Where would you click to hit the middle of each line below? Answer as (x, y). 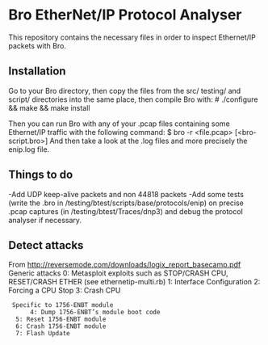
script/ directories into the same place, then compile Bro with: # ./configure (133, 99)
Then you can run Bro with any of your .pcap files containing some (119, 124)
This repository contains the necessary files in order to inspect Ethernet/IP (132, 37)
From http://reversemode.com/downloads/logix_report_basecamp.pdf (125, 265)
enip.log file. (29, 149)
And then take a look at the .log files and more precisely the (149, 141)
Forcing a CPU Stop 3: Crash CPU (65, 290)
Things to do (41, 175)
